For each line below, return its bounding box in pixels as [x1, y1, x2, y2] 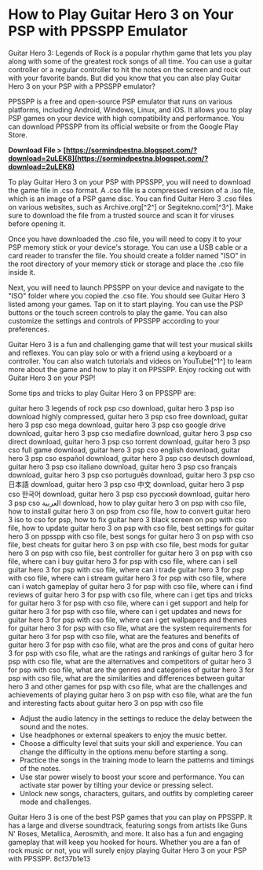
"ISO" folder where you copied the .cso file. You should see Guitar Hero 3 [8, 291, 246, 300]
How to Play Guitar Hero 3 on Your [8, 5, 234, 24]
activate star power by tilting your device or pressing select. [19, 780, 214, 790]
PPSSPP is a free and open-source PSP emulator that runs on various [8, 97, 233, 106]
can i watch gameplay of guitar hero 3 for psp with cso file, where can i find [8, 581, 253, 590]
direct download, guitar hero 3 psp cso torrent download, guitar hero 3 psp [8, 437, 250, 446]
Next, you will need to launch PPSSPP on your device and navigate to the [8, 283, 245, 292]
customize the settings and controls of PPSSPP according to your [8, 316, 220, 325]
